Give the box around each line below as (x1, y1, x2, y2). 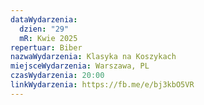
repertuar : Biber (10, 42, 83, 53)
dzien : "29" (19, 24, 70, 34)
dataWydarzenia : (10, 14, 78, 25)
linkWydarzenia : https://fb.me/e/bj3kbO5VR (10, 80, 195, 90)
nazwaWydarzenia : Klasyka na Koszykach (10, 52, 177, 62)
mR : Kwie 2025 (19, 33, 78, 43)
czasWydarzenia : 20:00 (10, 71, 105, 81)
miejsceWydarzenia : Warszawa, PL (10, 61, 150, 71)
